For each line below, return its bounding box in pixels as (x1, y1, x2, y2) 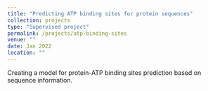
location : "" (7, 50, 46, 57)
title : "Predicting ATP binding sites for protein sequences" (7, 10, 193, 17)
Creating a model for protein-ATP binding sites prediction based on (7, 68, 202, 77)
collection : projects (7, 17, 71, 24)
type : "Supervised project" (7, 23, 90, 30)
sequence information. (7, 76, 73, 84)
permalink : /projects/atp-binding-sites (7, 29, 128, 37)
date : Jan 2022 (7, 43, 52, 50)
